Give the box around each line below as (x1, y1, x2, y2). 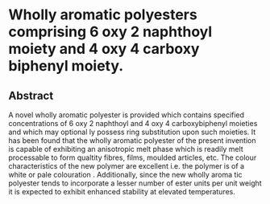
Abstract (8, 88, 54, 102)
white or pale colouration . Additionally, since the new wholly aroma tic (8, 170, 243, 179)
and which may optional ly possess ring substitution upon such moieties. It (8, 127, 256, 137)
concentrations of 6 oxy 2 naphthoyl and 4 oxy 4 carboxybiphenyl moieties (8, 119, 258, 128)
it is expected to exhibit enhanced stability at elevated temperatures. (8, 187, 236, 196)
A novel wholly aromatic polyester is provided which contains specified (8, 110, 244, 120)
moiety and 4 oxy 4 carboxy (8, 40, 200, 58)
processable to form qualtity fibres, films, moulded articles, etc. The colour (8, 153, 257, 162)
